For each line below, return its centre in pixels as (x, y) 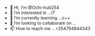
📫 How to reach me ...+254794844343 (50, 28)
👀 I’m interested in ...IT (32, 13)
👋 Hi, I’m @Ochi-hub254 (34, 8)
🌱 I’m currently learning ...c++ (40, 18)
